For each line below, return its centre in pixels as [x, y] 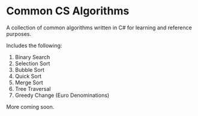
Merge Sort [29, 83]
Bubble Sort [30, 69]
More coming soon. [30, 106]
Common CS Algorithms [68, 11]
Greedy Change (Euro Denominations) [62, 95]
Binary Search [32, 57]
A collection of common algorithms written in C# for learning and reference [99, 28]
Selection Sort [32, 63]
